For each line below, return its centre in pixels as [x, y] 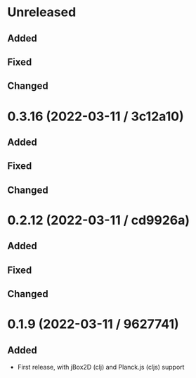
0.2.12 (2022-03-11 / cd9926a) [99, 220]
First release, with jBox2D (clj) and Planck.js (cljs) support [101, 367]
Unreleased [42, 12]
